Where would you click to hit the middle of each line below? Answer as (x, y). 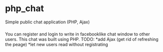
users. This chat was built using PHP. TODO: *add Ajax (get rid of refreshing (82, 39)
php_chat (24, 9)
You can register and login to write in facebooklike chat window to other (78, 34)
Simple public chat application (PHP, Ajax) (47, 22)
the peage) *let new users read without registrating (57, 44)
